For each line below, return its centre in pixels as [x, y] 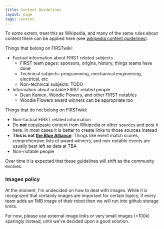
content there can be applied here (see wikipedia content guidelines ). [77, 38]
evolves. [14, 166]
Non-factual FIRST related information [51, 120]
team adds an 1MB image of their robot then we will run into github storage [82, 201]
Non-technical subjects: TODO [51, 84]
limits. [11, 206]
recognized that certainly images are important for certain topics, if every [81, 196]
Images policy [22, 179]
